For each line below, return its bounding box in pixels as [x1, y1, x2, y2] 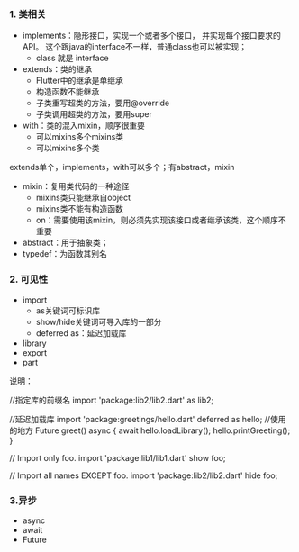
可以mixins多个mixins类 [35, 131, 124, 142]
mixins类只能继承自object [35, 192, 131, 204]
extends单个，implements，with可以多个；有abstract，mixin [9, 162, 235, 173]
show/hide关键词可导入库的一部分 [35, 316, 162, 327]
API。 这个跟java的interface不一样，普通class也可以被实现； [22, 41, 248, 52]
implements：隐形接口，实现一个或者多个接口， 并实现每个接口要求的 [22, 30, 282, 41]
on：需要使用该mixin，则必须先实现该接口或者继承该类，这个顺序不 [35, 214, 286, 226]
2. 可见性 [9, 273, 49, 285]
